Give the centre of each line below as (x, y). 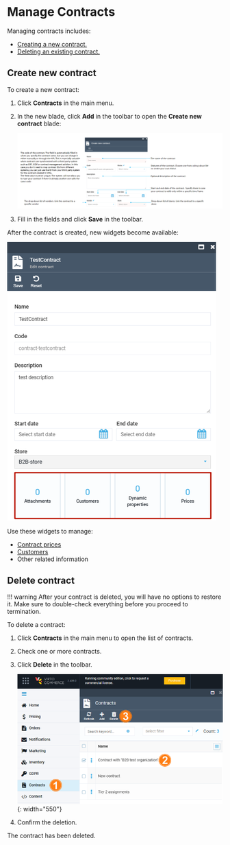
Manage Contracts (61, 12)
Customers (33, 551)
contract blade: (39, 123)
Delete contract (41, 581)
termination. (24, 612)
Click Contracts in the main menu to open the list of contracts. (105, 638)
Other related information (53, 559)
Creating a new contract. (52, 44)
